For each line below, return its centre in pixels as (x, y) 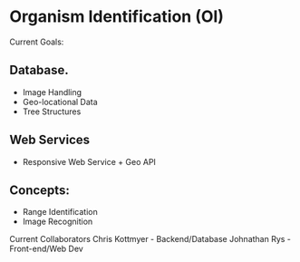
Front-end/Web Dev (46, 249)
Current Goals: (37, 42)
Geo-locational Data (60, 102)
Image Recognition (58, 222)
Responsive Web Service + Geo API (89, 161)
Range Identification (60, 212)
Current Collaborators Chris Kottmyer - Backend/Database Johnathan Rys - (150, 239)
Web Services (50, 140)
